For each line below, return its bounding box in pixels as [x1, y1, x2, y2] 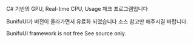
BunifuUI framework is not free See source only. [6, 30, 127, 37]
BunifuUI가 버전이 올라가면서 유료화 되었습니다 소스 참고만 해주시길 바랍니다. [6, 18, 188, 25]
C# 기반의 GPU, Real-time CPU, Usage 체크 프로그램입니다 [6, 5, 149, 12]
